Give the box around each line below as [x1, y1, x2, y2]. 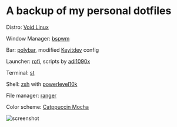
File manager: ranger [6, 92, 57, 99]
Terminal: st [6, 69, 35, 76]
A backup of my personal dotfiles [6, 4, 172, 18]
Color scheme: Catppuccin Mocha [6, 103, 89, 110]
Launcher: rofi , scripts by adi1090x [6, 58, 91, 65]
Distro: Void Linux [6, 24, 49, 31]
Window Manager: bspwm [6, 35, 70, 42]
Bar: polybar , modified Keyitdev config [6, 46, 99, 54]
